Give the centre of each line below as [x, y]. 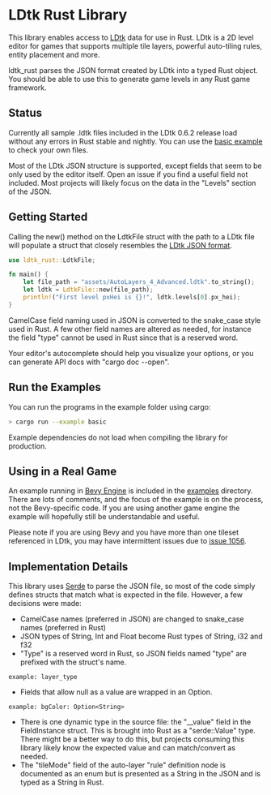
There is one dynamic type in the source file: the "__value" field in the [135, 722]
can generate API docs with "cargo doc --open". [89, 362]
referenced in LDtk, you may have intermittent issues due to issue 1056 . [127, 541]
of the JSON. [30, 191]
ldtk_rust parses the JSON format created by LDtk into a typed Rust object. [133, 70]
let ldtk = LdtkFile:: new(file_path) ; [88, 290]
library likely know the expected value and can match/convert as [128, 748]
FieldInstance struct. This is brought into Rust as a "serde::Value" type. [138, 731]
